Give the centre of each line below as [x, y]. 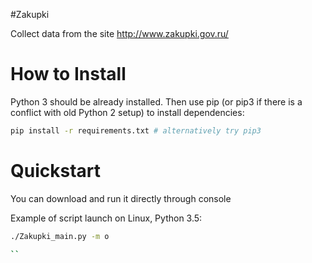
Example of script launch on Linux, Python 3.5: [106, 218]
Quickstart [56, 171]
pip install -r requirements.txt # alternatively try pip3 [136, 130]
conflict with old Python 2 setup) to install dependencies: [127, 112]
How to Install [68, 74]
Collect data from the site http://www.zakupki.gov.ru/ [119, 33]
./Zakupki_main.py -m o [60, 236]
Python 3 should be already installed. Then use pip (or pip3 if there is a [156, 101]
